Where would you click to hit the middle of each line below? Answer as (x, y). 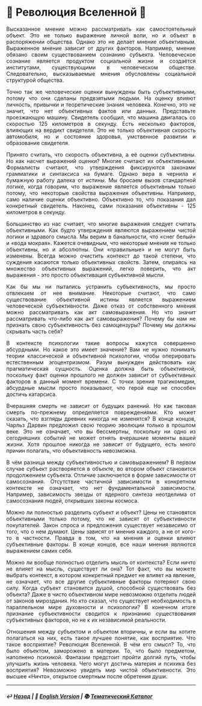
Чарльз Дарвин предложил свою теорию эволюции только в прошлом (101, 425)
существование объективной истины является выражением (101, 299)
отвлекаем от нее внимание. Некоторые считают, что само (101, 293)
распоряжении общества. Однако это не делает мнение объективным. (101, 42)
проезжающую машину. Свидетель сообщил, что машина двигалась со (101, 117)
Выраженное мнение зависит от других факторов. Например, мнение (101, 48)
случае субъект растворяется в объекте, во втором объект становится (101, 468)
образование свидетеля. (38, 143)
